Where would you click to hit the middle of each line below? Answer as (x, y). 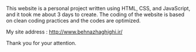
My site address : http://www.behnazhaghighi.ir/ (65, 32)
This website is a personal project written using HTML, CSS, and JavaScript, (98, 8)
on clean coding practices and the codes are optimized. (73, 21)
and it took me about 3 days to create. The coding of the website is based (95, 14)
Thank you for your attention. (41, 43)
